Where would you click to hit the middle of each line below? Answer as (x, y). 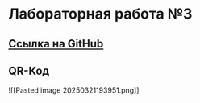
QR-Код (29, 70)
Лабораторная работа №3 (100, 14)
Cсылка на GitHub (56, 44)
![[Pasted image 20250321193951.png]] (74, 90)
